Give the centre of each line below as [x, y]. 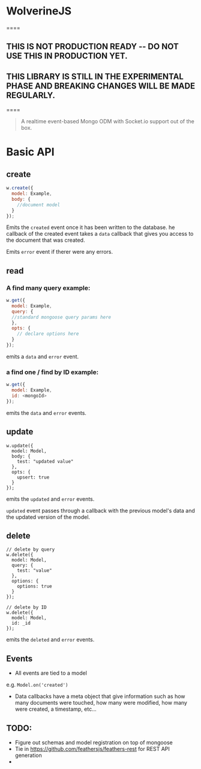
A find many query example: [48, 288]
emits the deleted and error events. [50, 640]
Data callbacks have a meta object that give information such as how [100, 696]
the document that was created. [46, 240]
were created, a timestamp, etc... [56, 709]
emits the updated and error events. [50, 499]
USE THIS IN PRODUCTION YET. [67, 56]
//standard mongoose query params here [61, 317]
